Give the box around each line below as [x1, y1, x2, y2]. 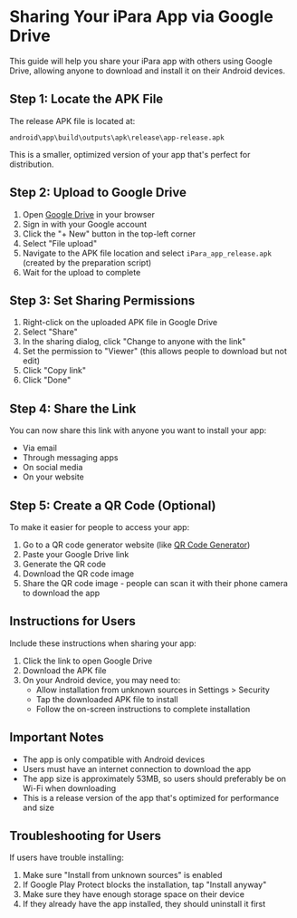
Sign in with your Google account [22, 218, 148, 229]
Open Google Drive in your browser [22, 208, 156, 219]
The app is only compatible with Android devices [22, 754, 206, 765]
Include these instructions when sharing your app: [9, 637, 196, 649]
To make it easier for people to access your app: [9, 522, 190, 532]
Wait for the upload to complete [22, 266, 141, 277]
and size [22, 802, 54, 813]
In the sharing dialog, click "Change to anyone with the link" [22, 336, 246, 347]
